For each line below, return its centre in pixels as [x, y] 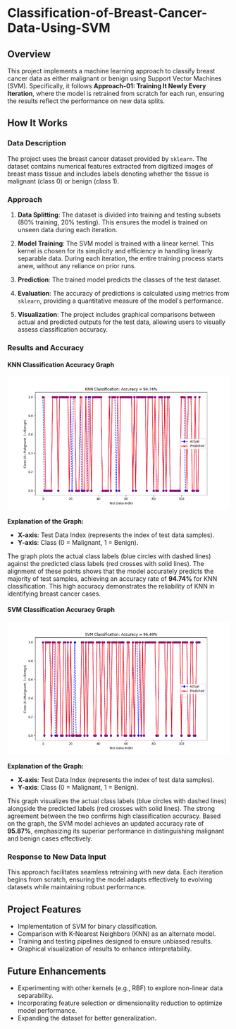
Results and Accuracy [46, 347]
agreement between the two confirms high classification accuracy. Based [114, 816]
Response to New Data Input [57, 857]
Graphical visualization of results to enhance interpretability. [105, 949]
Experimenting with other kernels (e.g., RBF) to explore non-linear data [120, 988]
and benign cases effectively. [50, 838]
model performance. [47, 1011]
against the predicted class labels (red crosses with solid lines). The [106, 563]
